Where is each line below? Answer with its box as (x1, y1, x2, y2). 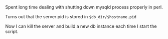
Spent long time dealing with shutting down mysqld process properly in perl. (5, 4, 163, 10)
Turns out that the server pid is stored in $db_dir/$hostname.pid (5, 14, 136, 19)
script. (5, 29, 19, 34)
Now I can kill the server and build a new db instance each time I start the (5, 23, 157, 29)
